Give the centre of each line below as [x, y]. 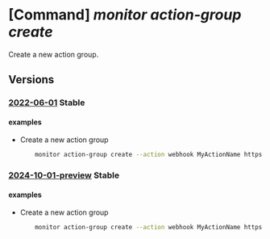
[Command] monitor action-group [125, 15]
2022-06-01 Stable [47, 103]
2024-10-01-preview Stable [64, 175]
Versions [31, 80]
